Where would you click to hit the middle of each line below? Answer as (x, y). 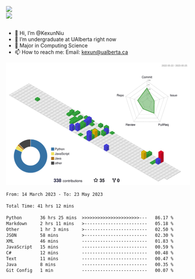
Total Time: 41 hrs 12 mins (40, 206)
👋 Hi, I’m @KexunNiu (39, 33)
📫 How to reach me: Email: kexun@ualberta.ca (71, 52)
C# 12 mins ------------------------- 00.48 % (90, 253)
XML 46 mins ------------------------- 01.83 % (90, 241)
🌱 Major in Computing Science (51, 46)
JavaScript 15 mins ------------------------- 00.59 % (90, 247)
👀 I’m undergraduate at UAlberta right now (65, 39)
